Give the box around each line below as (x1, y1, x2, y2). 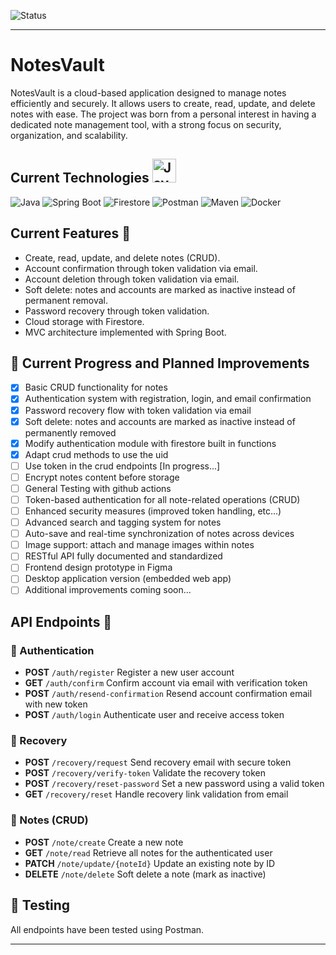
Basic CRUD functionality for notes (24, 381, 168, 394)
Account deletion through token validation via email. (24, 273, 240, 285)
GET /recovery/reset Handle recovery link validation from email (24, 788, 289, 800)
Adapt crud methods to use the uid (24, 448, 169, 460)
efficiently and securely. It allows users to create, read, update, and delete (10, 97, 316, 109)
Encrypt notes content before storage (24, 471, 180, 483)
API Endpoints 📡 (10, 613, 113, 630)
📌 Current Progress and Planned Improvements (10, 355, 310, 372)
